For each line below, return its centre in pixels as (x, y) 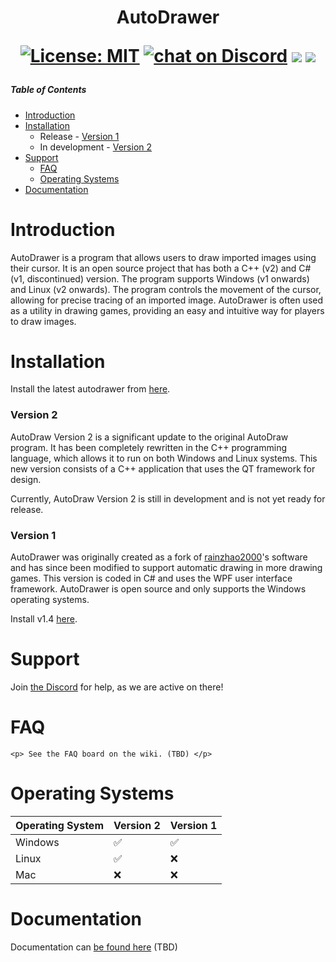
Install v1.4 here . (44, 619)
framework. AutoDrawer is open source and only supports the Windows (158, 589)
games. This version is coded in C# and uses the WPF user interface (151, 578)
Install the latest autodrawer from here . (90, 389)
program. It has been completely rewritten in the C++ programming (149, 447)
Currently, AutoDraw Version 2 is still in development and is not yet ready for (168, 498)
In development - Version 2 (96, 147)
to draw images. (43, 321)
